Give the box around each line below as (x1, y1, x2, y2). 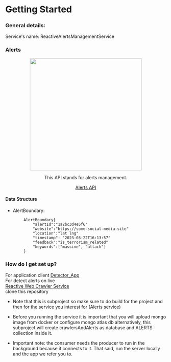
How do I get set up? (5, 260, 57, 267)
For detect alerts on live (5, 278, 55, 284)
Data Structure (5, 196, 37, 202)
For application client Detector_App (5, 272, 80, 279)
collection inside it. (12, 330, 53, 336)
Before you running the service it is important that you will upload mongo (12, 314, 166, 320)
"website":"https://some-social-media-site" (32, 226, 129, 231)
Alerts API (75, 184, 96, 190)
